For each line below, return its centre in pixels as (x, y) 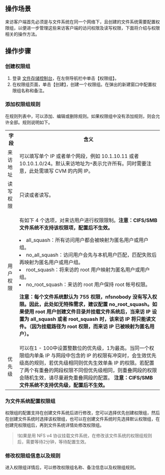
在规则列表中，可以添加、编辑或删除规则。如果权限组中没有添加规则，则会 (80, 116)
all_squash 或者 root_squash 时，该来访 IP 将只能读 (91, 319)
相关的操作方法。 (22, 34)
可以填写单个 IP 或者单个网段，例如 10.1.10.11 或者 (79, 156)
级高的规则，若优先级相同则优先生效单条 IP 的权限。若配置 (87, 363)
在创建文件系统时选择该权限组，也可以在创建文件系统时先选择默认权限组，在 (82, 419)
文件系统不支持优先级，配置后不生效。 (64, 385)
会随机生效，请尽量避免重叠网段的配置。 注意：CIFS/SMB (86, 378)
